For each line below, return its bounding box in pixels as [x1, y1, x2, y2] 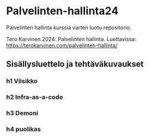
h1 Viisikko [6, 77, 37, 85]
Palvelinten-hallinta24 [6, 4, 119, 18]
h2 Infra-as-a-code [6, 93, 64, 101]
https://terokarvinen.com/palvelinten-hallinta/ [6, 42, 118, 49]
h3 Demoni [6, 109, 39, 118]
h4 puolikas [6, 125, 41, 134]
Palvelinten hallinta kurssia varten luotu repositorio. [6, 24, 132, 31]
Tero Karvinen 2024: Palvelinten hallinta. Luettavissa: [6, 35, 136, 42]
